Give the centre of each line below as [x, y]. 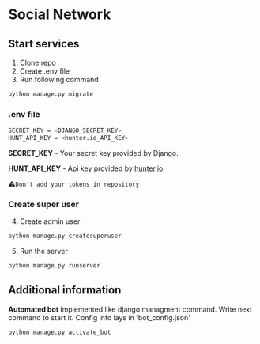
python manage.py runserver [55, 266]
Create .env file [44, 71]
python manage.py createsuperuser [65, 236]
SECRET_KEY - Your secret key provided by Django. [94, 153]
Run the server [44, 251]
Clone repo [38, 62]
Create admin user [50, 221]
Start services [44, 44]
